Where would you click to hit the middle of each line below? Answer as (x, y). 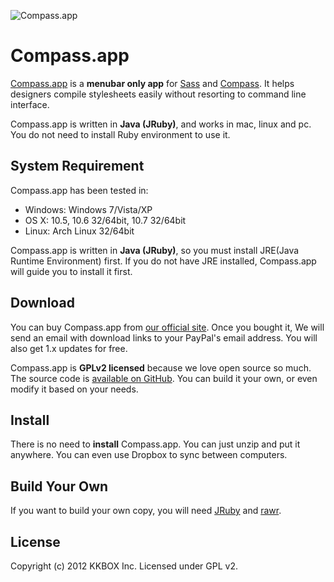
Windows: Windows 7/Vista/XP (88, 209)
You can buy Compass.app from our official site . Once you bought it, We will (167, 327)
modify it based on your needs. (74, 389)
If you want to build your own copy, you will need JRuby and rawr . (146, 511)
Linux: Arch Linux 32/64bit (79, 231)
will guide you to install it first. (71, 271)
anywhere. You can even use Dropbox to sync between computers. (149, 455)
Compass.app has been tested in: (79, 190)
